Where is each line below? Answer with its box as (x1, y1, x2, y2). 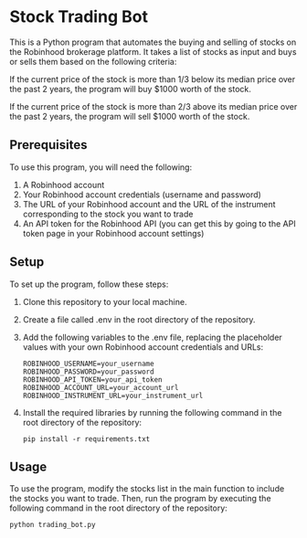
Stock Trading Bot (9, 6, 149, 27)
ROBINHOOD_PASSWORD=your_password (22, 367, 154, 376)
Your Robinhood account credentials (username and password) (22, 189, 262, 200)
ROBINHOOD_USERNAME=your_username (22, 359, 154, 368)
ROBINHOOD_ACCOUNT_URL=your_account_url (22, 383, 179, 392)
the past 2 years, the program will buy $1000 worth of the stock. (9, 83, 251, 94)
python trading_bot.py (9, 521, 96, 530)
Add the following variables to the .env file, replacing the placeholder (22, 332, 283, 343)
